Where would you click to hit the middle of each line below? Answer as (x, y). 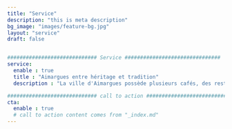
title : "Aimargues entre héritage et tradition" (86, 77)
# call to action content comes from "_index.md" (86, 115)
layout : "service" (33, 33)
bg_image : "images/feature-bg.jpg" (58, 26)
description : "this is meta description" (68, 20)
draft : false (26, 39)
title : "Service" (32, 13)
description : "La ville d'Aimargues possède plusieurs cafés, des (113, 83)
